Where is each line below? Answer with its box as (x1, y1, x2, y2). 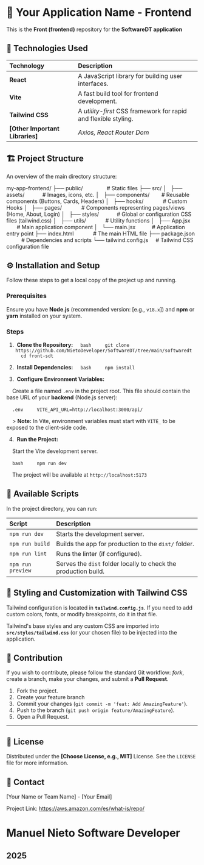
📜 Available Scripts (6, 489, 79, 499)
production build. (56, 567, 105, 575)
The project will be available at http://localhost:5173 (12, 471, 148, 478)
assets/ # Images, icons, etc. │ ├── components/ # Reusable (6, 191, 190, 198)
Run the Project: (16, 435, 59, 443)
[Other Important (9, 124, 59, 133)
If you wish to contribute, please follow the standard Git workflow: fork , (6, 669, 184, 676)
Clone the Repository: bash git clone (16, 341, 129, 348)
